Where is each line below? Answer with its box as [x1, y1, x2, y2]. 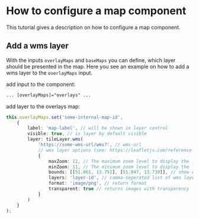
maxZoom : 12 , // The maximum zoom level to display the [48, 158, 190, 164]
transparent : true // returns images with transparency [48, 186, 190, 192]
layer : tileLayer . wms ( [27, 136, 84, 143]
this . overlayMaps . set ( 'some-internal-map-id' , [6, 114, 123, 120]
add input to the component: [6, 80, 76, 88]
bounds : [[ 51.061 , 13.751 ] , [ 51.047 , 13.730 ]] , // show [48, 169, 190, 175]
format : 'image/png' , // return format [48, 181, 147, 186]
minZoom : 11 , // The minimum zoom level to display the [48, 164, 190, 170]
